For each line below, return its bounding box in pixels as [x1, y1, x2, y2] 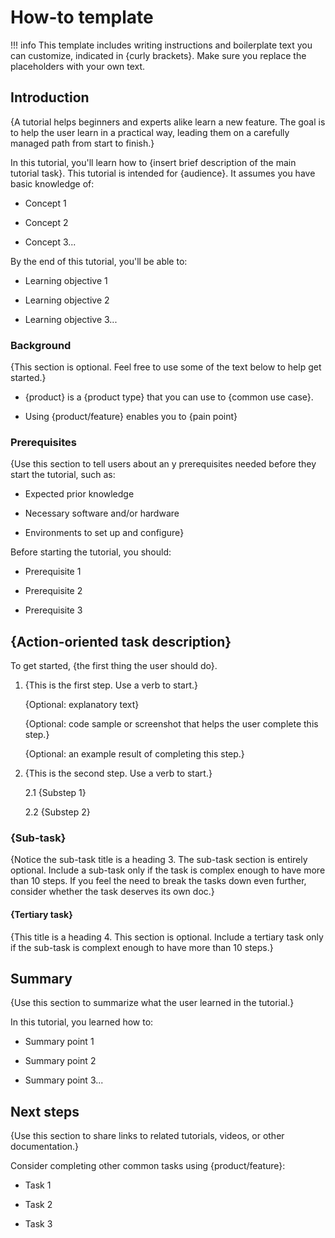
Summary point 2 [24, 1055, 97, 1067]
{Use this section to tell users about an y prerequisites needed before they [10, 458, 317, 470]
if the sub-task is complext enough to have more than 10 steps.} [10, 941, 274, 953]
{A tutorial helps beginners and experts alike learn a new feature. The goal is [10, 116, 326, 128]
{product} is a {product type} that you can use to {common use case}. [24, 391, 314, 403]
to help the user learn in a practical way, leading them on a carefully [10, 126, 290, 138]
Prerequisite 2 [24, 585, 83, 597]
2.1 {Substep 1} [24, 787, 87, 799]
